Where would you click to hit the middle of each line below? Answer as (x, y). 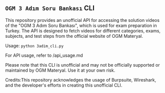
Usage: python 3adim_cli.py (34, 46)
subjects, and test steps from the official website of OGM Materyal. (74, 36)
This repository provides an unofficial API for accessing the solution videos (82, 20)
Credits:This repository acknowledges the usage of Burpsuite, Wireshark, (81, 80)
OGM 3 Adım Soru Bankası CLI (50, 8)
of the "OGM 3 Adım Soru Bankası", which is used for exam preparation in (81, 25)
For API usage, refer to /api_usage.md (44, 55)
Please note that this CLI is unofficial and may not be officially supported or (82, 65)
